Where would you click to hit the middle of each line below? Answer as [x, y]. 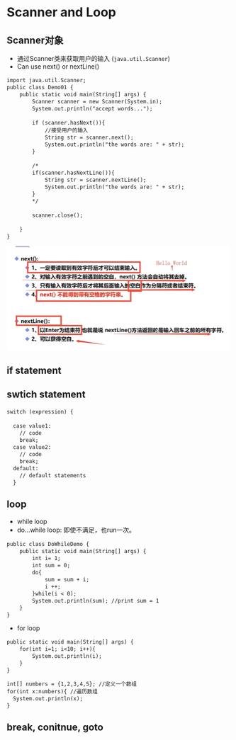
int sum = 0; [51, 565]
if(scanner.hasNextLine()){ [73, 173]
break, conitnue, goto [55, 727]
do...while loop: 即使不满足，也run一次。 [76, 530]
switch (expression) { [40, 411]
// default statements [53, 475]
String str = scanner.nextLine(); [95, 180]
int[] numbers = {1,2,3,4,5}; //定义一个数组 [72, 684]
